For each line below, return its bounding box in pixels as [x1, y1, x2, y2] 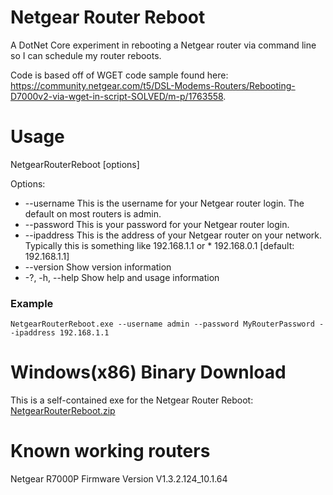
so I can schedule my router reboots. [10, 49, 162, 61]
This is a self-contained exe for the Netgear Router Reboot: [10, 394, 254, 406]
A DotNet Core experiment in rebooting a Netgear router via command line [10, 39, 317, 51]
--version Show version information [24, 261, 172, 273]
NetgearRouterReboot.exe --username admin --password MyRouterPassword [10, 319, 315, 330]
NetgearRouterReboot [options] [10, 158, 140, 170]
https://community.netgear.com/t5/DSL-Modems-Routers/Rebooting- [10, 79, 296, 91]
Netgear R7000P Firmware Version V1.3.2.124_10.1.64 [10, 473, 228, 485]
